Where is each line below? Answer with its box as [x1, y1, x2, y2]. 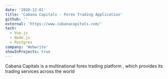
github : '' [5, 16, 28, 21]
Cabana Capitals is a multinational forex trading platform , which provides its [5, 63, 163, 69]
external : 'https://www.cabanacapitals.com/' [5, 21, 102, 26]
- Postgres [10, 40, 33, 45]
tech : [5, 26, 17, 31]
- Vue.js [10, 30, 28, 35]
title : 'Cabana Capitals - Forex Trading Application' [5, 12, 123, 17]
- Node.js [10, 35, 30, 40]
